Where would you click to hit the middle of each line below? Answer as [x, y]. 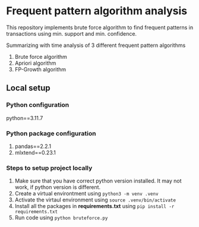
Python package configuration [51, 133]
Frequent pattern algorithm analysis [97, 11]
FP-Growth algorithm [40, 69]
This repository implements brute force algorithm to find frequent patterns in [100, 27]
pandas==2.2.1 [33, 146]
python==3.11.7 [25, 118]
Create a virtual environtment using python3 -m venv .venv [86, 194]
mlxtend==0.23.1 [35, 152]
